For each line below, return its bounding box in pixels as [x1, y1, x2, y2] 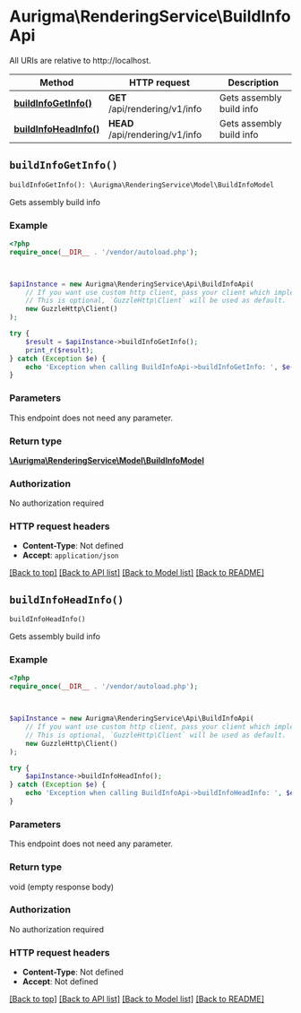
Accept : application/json [21, 550, 119, 561]
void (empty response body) [9, 881, 115, 892]
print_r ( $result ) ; [25, 345, 94, 355]
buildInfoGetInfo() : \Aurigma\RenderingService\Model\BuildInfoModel [9, 180, 275, 189]
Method [39, 76, 74, 89]
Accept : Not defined [21, 976, 99, 987]
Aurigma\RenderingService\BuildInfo [9, 6, 291, 27]
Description [228, 76, 279, 89]
